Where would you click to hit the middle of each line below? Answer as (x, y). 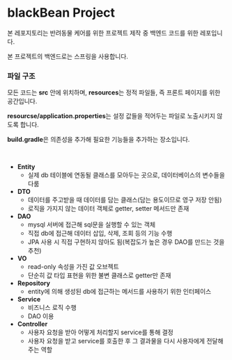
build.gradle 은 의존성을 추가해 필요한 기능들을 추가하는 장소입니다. (99, 140)
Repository (34, 284)
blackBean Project (61, 13)
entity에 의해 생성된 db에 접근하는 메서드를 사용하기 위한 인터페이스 (119, 292)
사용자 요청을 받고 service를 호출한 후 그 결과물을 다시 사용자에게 (116, 341)
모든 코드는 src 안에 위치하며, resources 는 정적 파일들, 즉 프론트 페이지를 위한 (114, 92)
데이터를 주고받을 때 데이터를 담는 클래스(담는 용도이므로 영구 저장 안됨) (125, 200)
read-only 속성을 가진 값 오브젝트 (74, 267)
